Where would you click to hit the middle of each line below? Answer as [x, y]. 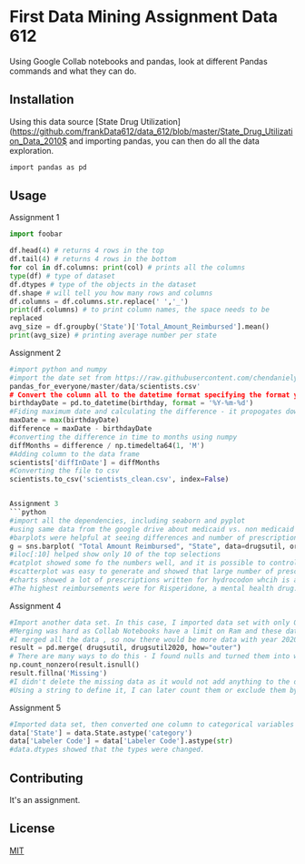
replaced [26, 319]
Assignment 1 [34, 218]
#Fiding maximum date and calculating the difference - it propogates [146, 412]
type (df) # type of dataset [63, 276]
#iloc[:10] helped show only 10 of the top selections [115, 554]
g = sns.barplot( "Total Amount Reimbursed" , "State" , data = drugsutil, [148, 546]
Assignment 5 [35, 707]
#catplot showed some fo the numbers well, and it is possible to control [154, 563]
